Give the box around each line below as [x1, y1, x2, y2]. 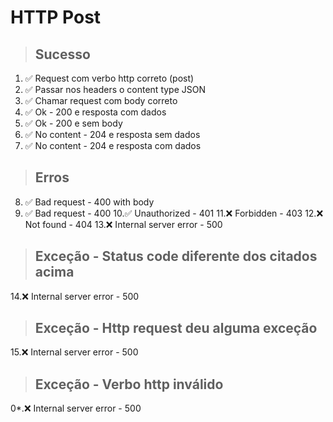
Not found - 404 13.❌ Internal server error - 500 [24, 218, 223, 230]
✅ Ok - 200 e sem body [24, 117, 123, 129]
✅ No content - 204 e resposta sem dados [24, 129, 201, 140]
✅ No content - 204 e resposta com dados [24, 140, 202, 151]
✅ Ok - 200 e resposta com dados [24, 106, 167, 118]
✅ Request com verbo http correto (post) [24, 72, 195, 84]
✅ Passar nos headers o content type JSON [24, 84, 207, 95]
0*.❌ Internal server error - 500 [10, 402, 142, 415]
